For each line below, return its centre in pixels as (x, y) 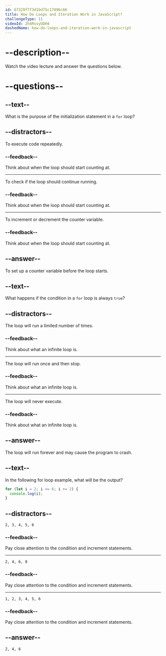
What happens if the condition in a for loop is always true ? (65, 298)
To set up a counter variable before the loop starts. (57, 271)
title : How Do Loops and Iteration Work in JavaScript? (64, 14)
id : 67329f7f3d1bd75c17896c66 (36, 10)
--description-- (38, 53)
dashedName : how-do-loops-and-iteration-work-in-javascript (68, 28)
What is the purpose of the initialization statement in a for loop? (70, 116)
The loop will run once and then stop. (43, 363)
